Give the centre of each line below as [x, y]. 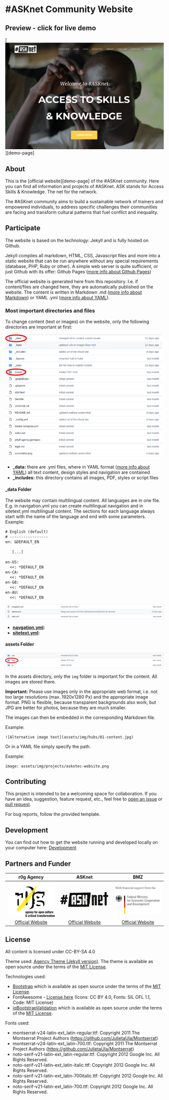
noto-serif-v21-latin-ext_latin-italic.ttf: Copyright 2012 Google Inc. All [83, 1065]
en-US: [12, 562]
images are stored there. [31, 681]
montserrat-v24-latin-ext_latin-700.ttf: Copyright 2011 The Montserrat [85, 1044]
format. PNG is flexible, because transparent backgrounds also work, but [81, 702]
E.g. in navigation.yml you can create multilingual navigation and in [74, 506]
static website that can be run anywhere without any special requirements [82, 261]
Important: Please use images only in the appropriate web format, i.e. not [81, 692]
